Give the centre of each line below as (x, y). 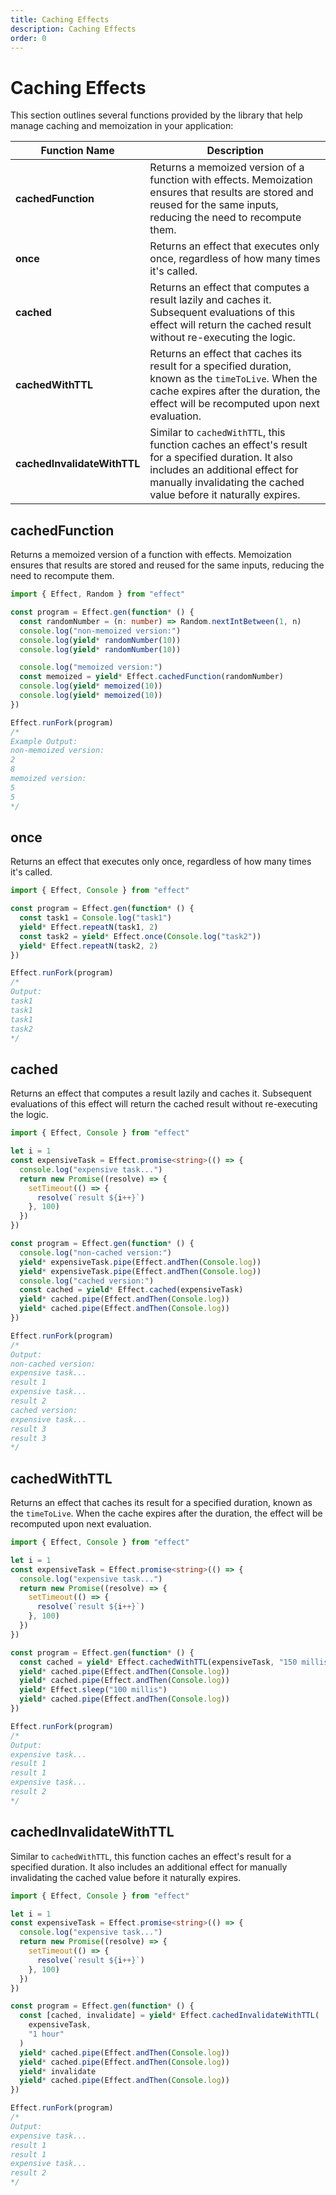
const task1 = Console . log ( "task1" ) (95, 918)
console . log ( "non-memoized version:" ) (100, 631)
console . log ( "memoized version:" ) (91, 667)
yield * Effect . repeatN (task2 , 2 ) (89, 946)
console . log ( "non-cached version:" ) (95, 1252)
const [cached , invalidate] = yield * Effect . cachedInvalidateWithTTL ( (169, 2016)
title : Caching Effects (60, 19)
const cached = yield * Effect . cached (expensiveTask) (131, 1290)
